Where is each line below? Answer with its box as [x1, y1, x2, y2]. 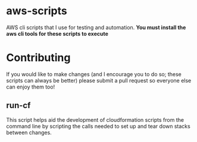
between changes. [6, 129, 52, 136]
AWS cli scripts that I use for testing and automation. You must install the [6, 24, 186, 31]
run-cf [6, 100, 31, 111]
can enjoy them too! [6, 83, 55, 90]
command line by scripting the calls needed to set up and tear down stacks [6, 122, 190, 130]
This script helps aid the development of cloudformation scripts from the [6, 116, 185, 123]
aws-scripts [6, 4, 67, 18]
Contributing [6, 51, 71, 65]
